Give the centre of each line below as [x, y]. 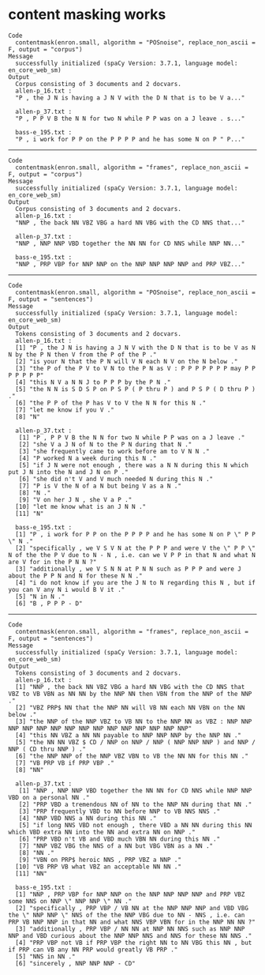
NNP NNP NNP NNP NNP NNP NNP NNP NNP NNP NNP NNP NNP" [100, 728]
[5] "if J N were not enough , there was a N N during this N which [133, 465]
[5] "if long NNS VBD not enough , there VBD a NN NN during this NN [135, 825]
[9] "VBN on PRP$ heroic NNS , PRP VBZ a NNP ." [100, 860]
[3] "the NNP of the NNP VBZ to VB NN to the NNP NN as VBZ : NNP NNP [134, 721]
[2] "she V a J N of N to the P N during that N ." [105, 444]
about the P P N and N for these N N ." [76, 576]
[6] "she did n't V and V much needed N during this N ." [116, 479]
